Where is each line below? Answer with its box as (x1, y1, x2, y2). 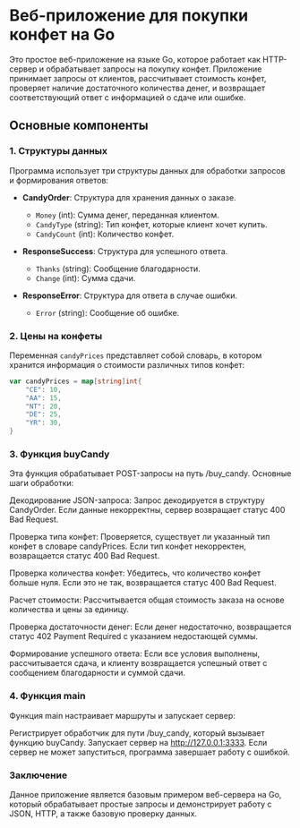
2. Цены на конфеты (9, 329, 103, 342)
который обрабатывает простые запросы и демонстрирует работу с (9, 798, 272, 809)
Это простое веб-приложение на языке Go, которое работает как (9, 54, 261, 64)
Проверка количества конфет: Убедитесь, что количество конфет (9, 568, 261, 578)
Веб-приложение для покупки (9, 5, 249, 26)
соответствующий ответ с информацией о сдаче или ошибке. (9, 91, 246, 103)
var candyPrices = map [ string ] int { (9, 377, 142, 386)
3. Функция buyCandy (9, 448, 110, 460)
